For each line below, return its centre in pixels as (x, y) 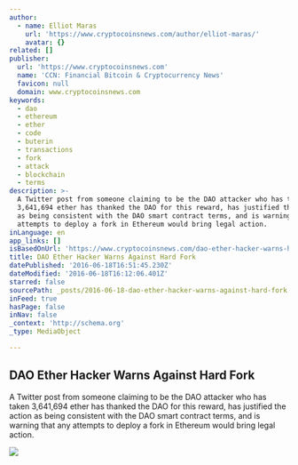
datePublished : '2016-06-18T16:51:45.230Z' (91, 266)
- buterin (35, 141)
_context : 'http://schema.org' (67, 324)
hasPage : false (37, 307)
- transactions (45, 149)
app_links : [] (35, 241)
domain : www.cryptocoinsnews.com (79, 92)
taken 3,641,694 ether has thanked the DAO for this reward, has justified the (148, 406)
